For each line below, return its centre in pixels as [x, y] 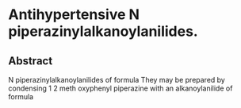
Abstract [31, 61]
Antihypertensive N [74, 15]
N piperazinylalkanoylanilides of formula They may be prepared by [117, 80]
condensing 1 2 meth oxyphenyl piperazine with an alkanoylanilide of [120, 88]
